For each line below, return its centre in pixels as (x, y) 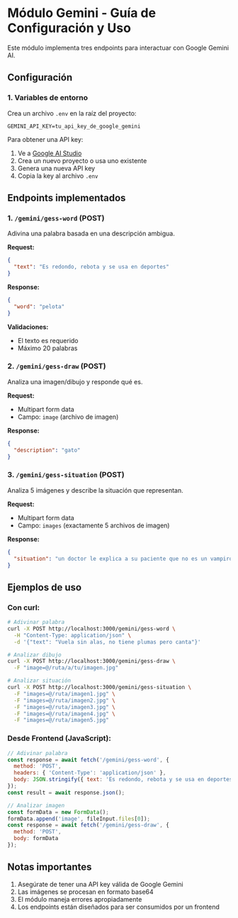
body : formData (36, 839)
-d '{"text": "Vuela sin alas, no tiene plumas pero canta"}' (107, 642)
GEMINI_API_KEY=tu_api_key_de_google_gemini (74, 126)
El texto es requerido (48, 340)
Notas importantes (50, 867)
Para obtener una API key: (45, 139)
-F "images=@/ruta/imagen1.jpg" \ (64, 694)
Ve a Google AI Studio (50, 153)
